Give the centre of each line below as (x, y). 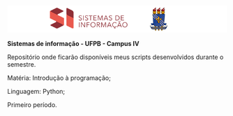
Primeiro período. (32, 105)
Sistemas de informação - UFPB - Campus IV (73, 44)
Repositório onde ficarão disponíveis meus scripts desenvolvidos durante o (115, 57)
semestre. (22, 65)
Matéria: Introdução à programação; (59, 78)
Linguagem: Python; (36, 92)
